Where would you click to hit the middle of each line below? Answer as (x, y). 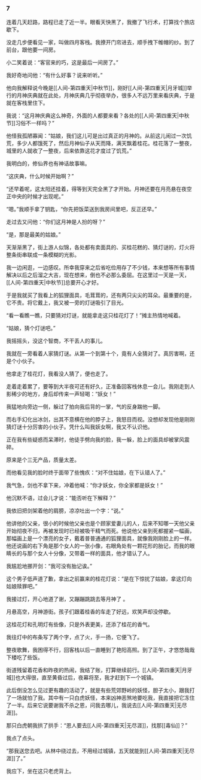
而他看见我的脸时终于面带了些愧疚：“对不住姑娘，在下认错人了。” (86, 473)
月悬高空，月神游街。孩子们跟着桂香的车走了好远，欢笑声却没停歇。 (90, 612)
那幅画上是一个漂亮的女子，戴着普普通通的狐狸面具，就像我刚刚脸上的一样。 (100, 538)
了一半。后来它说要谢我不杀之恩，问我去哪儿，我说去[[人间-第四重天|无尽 (97, 705)
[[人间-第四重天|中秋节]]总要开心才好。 (54, 283)
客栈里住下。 (32, 103)
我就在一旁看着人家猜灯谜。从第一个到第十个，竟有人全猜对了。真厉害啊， (98, 354)
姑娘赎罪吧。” (22, 586)
